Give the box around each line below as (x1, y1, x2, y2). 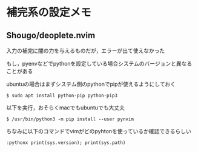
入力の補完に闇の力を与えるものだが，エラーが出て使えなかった (6, 47, 165, 54)
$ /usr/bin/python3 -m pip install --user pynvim (6, 116, 134, 122)
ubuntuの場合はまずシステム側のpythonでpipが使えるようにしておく (6, 80, 176, 88)
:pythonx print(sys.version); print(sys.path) (6, 140, 126, 146)
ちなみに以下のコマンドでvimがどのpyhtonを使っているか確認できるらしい (6, 128, 192, 134)
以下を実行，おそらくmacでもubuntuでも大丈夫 (6, 104, 125, 111)
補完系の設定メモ (6, 5, 92, 19)
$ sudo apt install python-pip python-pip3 (6, 92, 118, 98)
